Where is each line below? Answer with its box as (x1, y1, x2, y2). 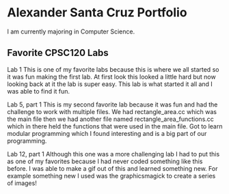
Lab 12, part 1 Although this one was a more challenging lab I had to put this (7, 150, 220, 158)
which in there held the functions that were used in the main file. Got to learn (7, 122, 223, 130)
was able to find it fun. (7, 87, 70, 95)
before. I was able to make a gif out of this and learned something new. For (7, 164, 218, 172)
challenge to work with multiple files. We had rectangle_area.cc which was (7, 107, 217, 115)
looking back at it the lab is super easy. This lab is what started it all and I (7, 80, 213, 88)
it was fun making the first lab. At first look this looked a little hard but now (7, 72, 217, 81)
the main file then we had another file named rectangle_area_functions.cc (7, 115, 214, 123)
